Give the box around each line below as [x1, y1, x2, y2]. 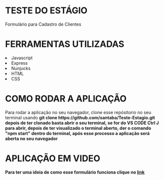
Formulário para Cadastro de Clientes [5, 21, 82, 27]
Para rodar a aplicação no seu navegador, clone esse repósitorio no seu [5, 109, 152, 115]
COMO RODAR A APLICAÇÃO [5, 93, 127, 105]
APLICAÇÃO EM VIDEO [5, 153, 100, 164]
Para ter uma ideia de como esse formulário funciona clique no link [5, 169, 145, 175]
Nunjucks [11, 65, 31, 71]
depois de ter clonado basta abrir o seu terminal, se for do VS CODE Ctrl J [5, 120, 159, 126]
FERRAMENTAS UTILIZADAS [5, 38, 124, 50]
